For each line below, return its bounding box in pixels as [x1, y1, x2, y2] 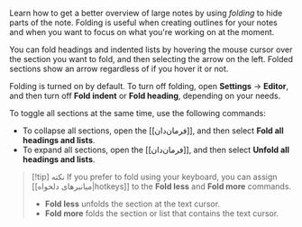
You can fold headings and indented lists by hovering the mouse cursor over [9, 44, 293, 55]
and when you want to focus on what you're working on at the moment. [9, 27, 275, 37]
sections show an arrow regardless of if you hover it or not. [9, 63, 229, 74]
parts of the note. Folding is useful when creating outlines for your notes [9, 17, 278, 28]
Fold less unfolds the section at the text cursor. [44, 198, 221, 209]
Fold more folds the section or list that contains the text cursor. [44, 208, 279, 219]
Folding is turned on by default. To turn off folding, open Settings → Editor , [9, 81, 289, 91]
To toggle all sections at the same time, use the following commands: [9, 108, 266, 118]
